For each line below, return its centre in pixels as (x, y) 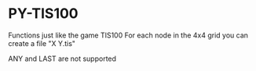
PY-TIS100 (43, 14)
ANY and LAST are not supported (62, 59)
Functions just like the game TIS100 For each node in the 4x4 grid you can (128, 35)
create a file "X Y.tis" (42, 43)
